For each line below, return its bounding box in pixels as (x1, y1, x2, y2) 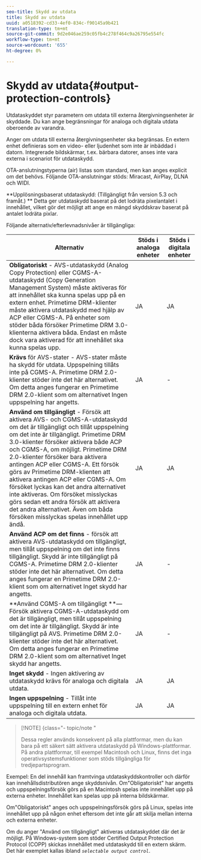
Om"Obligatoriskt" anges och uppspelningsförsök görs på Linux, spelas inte (6, 804, 193, 811)
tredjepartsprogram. (20, 761, 71, 768)
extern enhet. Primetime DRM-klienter (9, 298, 117, 306)
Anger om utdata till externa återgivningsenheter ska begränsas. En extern (6, 135, 190, 143)
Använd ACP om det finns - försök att (9, 530, 118, 538)
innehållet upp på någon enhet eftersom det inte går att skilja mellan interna (6, 810, 193, 817)
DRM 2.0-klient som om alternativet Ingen (9, 390, 128, 399)
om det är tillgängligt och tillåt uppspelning (9, 423, 129, 431)
